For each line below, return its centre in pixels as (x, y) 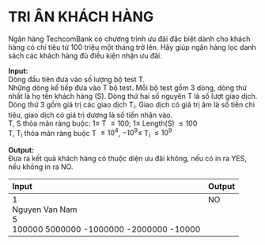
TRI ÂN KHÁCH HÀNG (81, 17)
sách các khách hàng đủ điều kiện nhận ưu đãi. (85, 55)
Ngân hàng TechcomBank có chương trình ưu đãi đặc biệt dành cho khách (129, 39)
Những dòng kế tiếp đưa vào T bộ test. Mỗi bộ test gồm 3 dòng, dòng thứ (128, 88)
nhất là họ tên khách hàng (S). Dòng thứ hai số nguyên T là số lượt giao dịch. (133, 96)
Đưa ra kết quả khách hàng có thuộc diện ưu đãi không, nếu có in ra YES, (128, 159)
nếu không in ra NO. (41, 167)
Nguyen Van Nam (45, 209)
